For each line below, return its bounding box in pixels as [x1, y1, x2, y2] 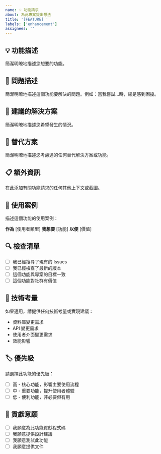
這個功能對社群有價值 [12, 278, 57, 283]
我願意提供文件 [12, 443, 44, 449]
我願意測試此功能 [12, 437, 48, 443]
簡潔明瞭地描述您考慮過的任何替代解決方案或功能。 [5, 152, 111, 158]
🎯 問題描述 [5, 77, 38, 85]
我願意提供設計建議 [12, 431, 53, 437]
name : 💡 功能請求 [5, 7, 39, 13]
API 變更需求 [12, 325, 39, 331]
